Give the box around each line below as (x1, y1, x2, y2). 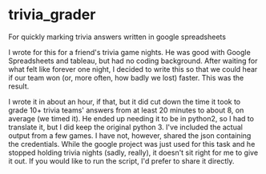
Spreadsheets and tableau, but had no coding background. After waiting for (8, 56, 258, 65)
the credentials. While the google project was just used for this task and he (8, 139, 256, 148)
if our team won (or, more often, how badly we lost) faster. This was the (8, 73, 244, 82)
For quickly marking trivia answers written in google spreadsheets (8, 32, 227, 42)
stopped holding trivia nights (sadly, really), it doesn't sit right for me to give (8, 148, 259, 157)
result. (8, 81, 30, 91)
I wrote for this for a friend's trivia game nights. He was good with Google (8, 47, 251, 57)
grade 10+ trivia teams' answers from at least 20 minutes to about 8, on (8, 105, 244, 115)
